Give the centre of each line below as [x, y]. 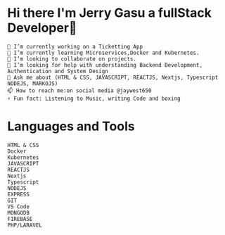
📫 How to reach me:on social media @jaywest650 [79, 90]
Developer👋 [42, 28]
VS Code [19, 207]
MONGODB [19, 212]
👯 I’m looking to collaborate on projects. [72, 59]
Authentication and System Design [58, 71]
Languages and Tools [71, 126]
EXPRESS [19, 194]
